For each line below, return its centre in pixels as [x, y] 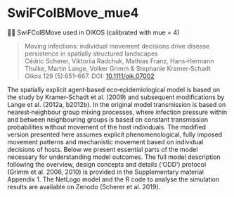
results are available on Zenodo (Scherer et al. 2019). [84, 186]
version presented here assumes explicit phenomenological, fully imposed [115, 134]
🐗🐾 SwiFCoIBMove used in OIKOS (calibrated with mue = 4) [93, 32]
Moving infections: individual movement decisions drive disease [117, 46]
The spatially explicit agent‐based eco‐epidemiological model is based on [114, 89]
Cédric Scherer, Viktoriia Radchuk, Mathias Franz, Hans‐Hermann [119, 61]
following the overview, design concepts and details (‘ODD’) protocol [107, 164]
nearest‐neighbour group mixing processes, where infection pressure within [117, 112]
